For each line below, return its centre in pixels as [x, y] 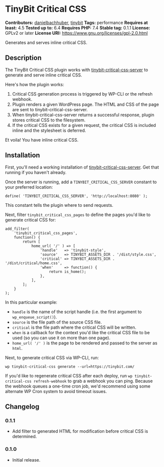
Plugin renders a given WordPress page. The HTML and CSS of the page [85, 104]
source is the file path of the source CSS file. [57, 322]
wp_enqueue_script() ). [35, 317]
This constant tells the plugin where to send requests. [59, 205]
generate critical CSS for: [31, 220]
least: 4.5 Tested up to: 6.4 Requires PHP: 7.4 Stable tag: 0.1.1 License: [78, 27]
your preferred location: [29, 187]
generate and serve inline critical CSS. [44, 75]
